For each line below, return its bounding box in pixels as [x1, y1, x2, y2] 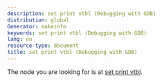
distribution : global [7, 17, 70, 24]
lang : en [7, 36, 33, 43]
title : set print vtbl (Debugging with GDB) [7, 49, 138, 56]
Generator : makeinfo [7, 23, 67, 30]
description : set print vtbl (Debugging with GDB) [7, 10, 156, 17]
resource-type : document [7, 42, 79, 49]
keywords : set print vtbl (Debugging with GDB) [7, 29, 147, 37]
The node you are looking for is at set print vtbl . [7, 67, 143, 76]
